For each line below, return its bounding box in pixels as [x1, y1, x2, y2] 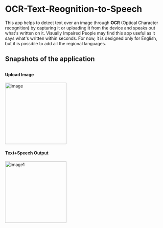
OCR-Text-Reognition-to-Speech [5, 3, 142, 15]
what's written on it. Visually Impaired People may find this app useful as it [5, 30, 155, 36]
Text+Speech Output [5, 150, 49, 156]
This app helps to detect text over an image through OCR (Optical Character [5, 20, 159, 26]
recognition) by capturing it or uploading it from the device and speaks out [5, 25, 156, 30]
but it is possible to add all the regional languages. [5, 40, 106, 46]
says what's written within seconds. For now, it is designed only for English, [5, 35, 158, 41]
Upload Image [5, 71, 34, 77]
